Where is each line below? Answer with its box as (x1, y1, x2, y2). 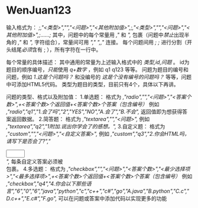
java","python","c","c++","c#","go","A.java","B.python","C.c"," (43, 187, 189, 194)
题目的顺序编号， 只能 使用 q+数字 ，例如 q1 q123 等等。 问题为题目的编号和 (6, 66, 189, 73)
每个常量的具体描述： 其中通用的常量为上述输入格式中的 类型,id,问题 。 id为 (6, 58, 190, 66)
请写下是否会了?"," (6, 137, 51, 145)
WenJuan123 (6, 4, 72, 17)
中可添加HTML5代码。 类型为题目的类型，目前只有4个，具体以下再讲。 (6, 80, 179, 87)
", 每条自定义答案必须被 (6, 158, 63, 165)
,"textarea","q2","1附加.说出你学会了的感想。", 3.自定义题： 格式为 (6, 122, 165, 130)
